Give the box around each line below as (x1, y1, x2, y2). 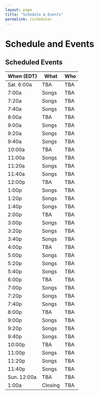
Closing (42, 382, 60, 389)
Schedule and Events (5, 38, 95, 49)
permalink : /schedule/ (5, 16, 52, 21)
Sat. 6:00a (7, 81, 32, 88)
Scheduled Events (5, 58, 63, 66)
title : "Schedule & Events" (5, 12, 64, 17)
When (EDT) (7, 73, 37, 80)
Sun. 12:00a (7, 373, 37, 380)
